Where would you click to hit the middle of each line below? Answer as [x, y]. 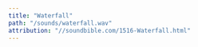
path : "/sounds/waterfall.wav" [60, 23]
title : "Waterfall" [41, 16]
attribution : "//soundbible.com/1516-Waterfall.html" [100, 30]
